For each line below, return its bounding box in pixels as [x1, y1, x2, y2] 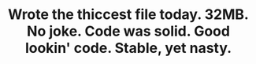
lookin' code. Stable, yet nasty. [24, 40, 232, 57]
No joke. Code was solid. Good [26, 22, 231, 40]
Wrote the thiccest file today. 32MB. [7, 6, 250, 24]
